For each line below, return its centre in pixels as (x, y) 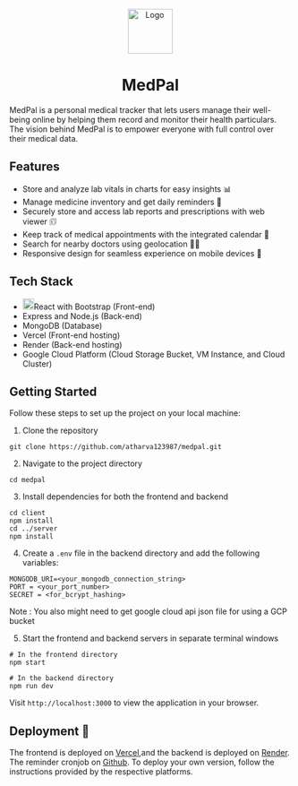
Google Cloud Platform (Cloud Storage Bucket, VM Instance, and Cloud (153, 354)
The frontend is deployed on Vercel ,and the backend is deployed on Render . (150, 753)
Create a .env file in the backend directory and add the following (141, 553)
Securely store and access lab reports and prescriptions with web (144, 211)
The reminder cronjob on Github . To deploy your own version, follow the (142, 762)
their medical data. (44, 138)
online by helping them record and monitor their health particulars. (154, 119)
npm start (28, 663)
